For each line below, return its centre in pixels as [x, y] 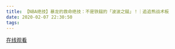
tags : [13, 22]
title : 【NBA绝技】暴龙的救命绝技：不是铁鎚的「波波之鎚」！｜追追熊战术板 [88, 12]
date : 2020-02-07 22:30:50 [39, 17]
